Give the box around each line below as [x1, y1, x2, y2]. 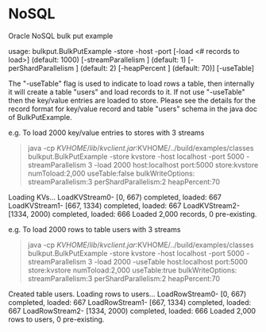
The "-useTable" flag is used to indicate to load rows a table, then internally [8, 79, 255, 88]
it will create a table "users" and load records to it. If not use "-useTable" [8, 87, 246, 96]
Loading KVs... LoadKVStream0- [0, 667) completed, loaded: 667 [8, 192, 222, 202]
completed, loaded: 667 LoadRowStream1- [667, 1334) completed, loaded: [8, 297, 252, 307]
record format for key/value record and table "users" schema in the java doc [8, 104, 258, 114]
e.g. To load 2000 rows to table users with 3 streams [8, 224, 181, 234]
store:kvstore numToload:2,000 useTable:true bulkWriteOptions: [27, 265, 237, 275]
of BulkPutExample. [8, 112, 73, 122]
